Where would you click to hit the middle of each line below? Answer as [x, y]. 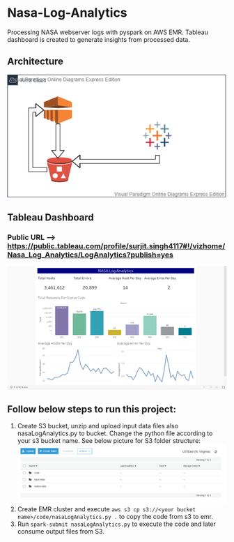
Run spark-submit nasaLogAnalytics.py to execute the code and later [117, 524]
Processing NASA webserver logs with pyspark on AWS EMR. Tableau [108, 32]
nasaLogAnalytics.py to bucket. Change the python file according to [115, 433]
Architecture [36, 62]
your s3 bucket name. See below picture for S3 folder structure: [109, 441]
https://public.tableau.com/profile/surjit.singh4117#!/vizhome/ [116, 246]
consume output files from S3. [61, 532]
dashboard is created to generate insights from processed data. [99, 39]
